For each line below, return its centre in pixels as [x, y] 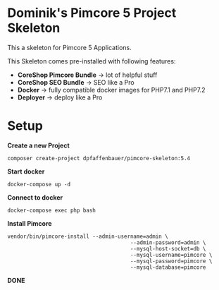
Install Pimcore [30, 223]
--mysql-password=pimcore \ [171, 261]
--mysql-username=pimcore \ [171, 255]
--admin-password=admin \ [168, 242]
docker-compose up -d [39, 184]
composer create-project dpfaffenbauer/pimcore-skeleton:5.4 [99, 158]
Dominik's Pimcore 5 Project [92, 13]
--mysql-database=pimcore [168, 267]
